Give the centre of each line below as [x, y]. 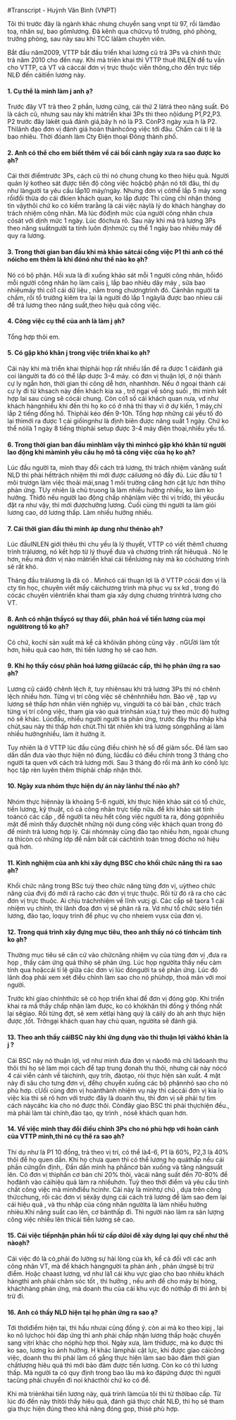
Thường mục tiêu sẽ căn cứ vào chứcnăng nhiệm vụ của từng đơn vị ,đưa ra [117, 955]
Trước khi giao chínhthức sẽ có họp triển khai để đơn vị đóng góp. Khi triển [116, 999]
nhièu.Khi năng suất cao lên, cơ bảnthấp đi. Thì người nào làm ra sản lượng [116, 1212]
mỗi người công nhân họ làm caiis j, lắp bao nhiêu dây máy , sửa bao [106, 282]
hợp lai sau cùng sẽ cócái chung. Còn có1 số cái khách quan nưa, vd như [113, 399]
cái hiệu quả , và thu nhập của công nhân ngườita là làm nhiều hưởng [107, 1204]
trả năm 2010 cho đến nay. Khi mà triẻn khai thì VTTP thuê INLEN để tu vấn [116, 60]
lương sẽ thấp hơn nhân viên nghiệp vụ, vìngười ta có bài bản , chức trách [114, 704]
